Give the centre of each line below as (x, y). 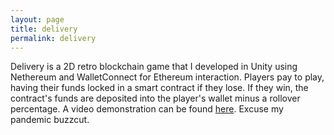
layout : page (37, 19)
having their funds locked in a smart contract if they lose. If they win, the (159, 88)
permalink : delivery (53, 38)
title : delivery (44, 29)
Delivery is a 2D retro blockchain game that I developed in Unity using (154, 67)
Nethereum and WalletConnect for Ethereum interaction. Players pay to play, (167, 77)
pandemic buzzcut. (50, 120)
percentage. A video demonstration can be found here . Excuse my (147, 109)
